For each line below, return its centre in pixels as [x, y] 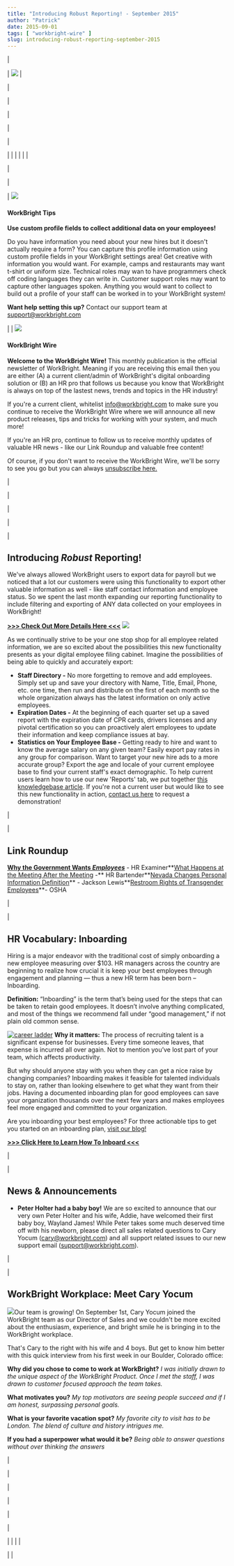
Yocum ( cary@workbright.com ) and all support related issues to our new [122, 1238]
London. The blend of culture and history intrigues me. [86, 1426]
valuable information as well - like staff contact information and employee [112, 589]
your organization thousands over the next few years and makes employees [116, 1100]
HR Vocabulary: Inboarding [67, 939]
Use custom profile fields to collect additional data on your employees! [112, 229]
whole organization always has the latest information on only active [114, 698]
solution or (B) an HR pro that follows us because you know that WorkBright [116, 383]
